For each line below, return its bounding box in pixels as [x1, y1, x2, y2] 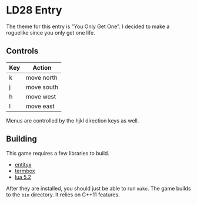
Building [6, 134, 37, 144]
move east [25, 102, 55, 110]
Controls [6, 46, 39, 56]
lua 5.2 [14, 174, 31, 181]
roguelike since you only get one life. [6, 29, 95, 36]
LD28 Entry [6, 4, 62, 17]
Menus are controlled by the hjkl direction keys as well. [6, 117, 139, 124]
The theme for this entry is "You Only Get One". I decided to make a [6, 23, 170, 30]
